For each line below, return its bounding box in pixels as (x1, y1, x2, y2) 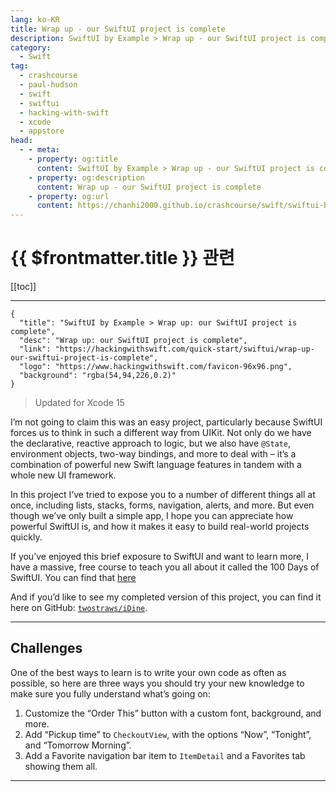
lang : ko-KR (10, 14, 60, 25)
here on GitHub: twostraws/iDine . (10, 602, 148, 614)
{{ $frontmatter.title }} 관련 (10, 247, 235, 270)
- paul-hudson (19, 80, 78, 90)
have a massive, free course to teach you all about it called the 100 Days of (10, 561, 320, 573)
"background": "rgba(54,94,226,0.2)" (19, 371, 177, 381)
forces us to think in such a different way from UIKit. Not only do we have (10, 427, 312, 439)
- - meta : (19, 145, 60, 155)
